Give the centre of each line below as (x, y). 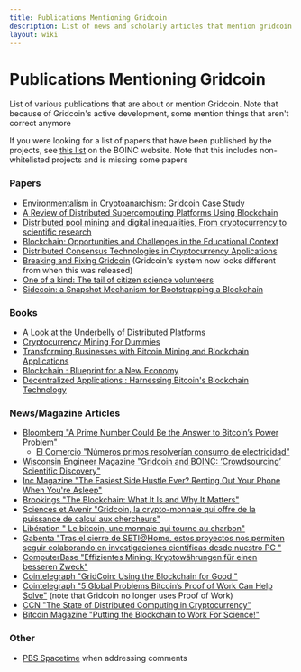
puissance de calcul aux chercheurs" (91, 519)
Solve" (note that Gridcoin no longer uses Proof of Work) (128, 595)
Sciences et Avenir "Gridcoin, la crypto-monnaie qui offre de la (139, 510)
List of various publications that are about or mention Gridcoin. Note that (144, 104)
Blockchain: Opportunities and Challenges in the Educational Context (150, 241)
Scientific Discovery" (61, 471)
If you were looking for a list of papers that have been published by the (141, 141)
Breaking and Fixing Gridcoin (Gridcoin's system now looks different (149, 260)
